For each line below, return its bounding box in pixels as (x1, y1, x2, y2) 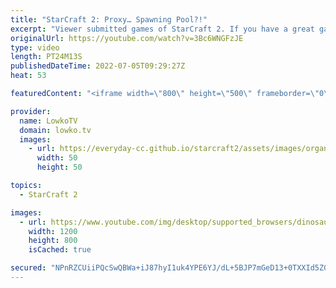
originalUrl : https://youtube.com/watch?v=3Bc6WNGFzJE (10, 33, 244, 43)
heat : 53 (10, 71, 47, 81)
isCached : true (28, 245, 92, 255)
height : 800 (28, 236, 78, 246)
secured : (10, 263, 47, 273)
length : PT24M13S (10, 52, 83, 62)
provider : (10, 106, 52, 116)
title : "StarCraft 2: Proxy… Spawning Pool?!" (10, 14, 208, 25)
